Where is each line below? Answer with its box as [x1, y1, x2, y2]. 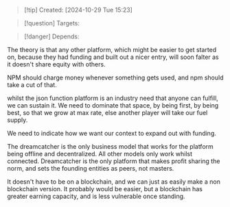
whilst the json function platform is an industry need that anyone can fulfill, [7, 94, 218, 102]
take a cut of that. [7, 81, 57, 88]
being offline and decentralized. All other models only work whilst [7, 150, 193, 158]
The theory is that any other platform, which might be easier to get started [7, 46, 217, 53]
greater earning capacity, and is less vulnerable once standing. [7, 192, 185, 200]
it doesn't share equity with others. [7, 60, 106, 68]
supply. [7, 116, 28, 124]
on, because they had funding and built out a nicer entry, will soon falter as [7, 53, 220, 61]
